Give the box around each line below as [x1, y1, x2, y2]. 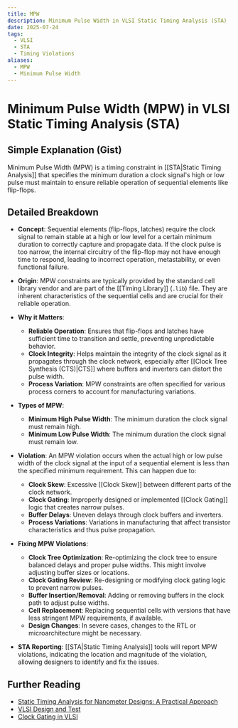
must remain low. [28, 438, 78, 446]
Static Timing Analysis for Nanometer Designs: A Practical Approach [17, 697, 218, 706]
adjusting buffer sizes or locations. [28, 569, 130, 577]
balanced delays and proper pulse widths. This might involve [28, 561, 207, 569]
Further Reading [7, 678, 81, 690]
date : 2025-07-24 [7, 23, 59, 31]
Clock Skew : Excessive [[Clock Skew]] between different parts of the [28, 480, 232, 489]
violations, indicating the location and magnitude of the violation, [17, 650, 207, 659]
